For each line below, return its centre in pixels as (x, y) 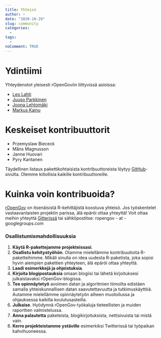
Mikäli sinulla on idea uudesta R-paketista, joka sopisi (99, 257)
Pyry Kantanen (27, 159)
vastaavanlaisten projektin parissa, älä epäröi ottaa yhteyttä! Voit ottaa (77, 213)
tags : (11, 38)
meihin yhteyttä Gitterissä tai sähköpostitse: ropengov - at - (66, 218)
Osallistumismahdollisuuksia (40, 236)
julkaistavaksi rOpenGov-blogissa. (47, 278)
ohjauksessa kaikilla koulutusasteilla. (50, 299)
